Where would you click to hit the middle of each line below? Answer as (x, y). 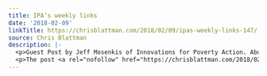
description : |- (35, 45)
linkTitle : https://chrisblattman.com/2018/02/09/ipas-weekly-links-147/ (133, 30)
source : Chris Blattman (48, 38)
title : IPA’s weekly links (53, 15)
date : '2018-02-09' (41, 23)
